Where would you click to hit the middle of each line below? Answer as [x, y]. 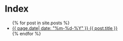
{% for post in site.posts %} [41, 23]
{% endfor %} [26, 33]
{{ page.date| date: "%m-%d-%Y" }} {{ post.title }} [65, 28]
